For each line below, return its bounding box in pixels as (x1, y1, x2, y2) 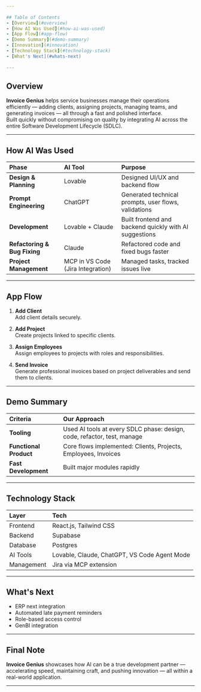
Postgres (52, 540, 78, 549)
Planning (9, 181, 35, 189)
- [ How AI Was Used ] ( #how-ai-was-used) (6, 25, 106, 32)
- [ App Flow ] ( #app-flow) (6, 31, 68, 37)
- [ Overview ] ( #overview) (6, 20, 68, 26)
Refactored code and (121, 240, 181, 249)
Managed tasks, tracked (121, 257, 190, 265)
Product (9, 449, 33, 458)
